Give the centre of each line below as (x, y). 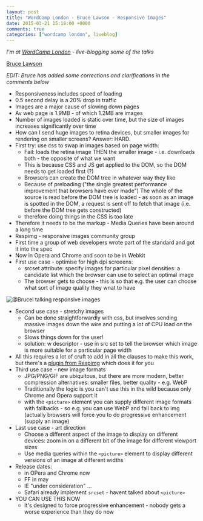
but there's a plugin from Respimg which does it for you (85, 363)
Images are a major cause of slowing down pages (77, 107)
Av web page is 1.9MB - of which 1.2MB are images (79, 113)
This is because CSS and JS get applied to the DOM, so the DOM (105, 165)
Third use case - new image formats (60, 369)
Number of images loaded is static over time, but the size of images (99, 120)
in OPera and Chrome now (57, 473)
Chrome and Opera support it (61, 396)
